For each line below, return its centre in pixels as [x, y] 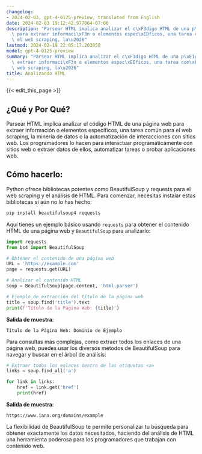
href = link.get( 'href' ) [48, 388]
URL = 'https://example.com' [43, 264]
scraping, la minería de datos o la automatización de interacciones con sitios [101, 137]
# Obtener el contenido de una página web [60, 258]
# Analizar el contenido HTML [44, 280]
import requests [26, 242]
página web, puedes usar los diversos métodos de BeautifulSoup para [93, 348]
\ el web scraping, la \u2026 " [49, 40]
